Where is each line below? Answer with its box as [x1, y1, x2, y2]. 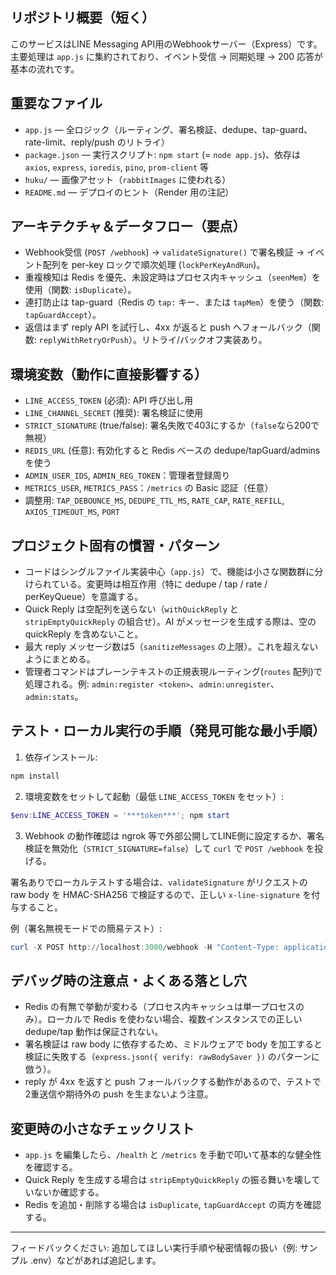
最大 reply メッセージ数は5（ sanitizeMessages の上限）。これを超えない [24, 641, 319, 653]
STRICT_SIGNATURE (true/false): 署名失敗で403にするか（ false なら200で [24, 419, 320, 432]
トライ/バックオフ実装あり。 [149, 334, 268, 346]
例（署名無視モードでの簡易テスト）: [10, 922, 163, 934]
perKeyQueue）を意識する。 [24, 591, 144, 603]
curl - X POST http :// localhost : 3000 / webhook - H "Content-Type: [10, 942, 280, 952]
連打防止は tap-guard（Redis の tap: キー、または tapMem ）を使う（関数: [24, 296, 325, 308]
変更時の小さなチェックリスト [10, 1120, 195, 1137]
